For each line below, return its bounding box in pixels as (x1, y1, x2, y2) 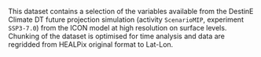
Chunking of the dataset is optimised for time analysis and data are (8, 31, 226, 41)
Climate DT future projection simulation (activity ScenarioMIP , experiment (8, 15, 244, 24)
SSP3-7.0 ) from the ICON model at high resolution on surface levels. (8, 23, 227, 32)
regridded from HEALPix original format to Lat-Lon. (8, 40, 174, 49)
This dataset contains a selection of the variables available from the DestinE (8, 7, 254, 16)
